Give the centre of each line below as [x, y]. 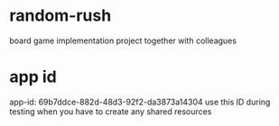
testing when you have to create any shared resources [111, 111]
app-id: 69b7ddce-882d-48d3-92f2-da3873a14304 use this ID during [140, 102]
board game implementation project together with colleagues [123, 40]
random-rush [60, 16]
